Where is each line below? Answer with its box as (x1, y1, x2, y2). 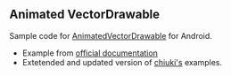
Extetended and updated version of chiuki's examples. (21, 57, 223, 67)
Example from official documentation (21, 48, 159, 58)
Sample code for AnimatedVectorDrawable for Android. (9, 30, 212, 41)
